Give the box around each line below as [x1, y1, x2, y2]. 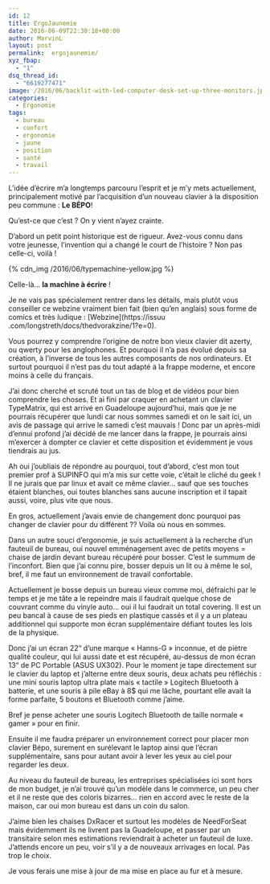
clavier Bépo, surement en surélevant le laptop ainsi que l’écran [8, 743, 219, 752]
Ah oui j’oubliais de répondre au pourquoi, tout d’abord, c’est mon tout [8, 461, 239, 471]
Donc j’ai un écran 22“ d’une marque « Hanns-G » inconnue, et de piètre [8, 644, 247, 653]
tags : [8, 109, 27, 117]
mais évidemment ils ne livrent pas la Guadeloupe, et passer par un [8, 825, 231, 835]
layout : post [8, 42, 52, 50]
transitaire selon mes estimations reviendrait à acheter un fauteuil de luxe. [8, 833, 253, 844]
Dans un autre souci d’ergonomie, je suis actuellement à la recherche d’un [8, 535, 253, 545]
